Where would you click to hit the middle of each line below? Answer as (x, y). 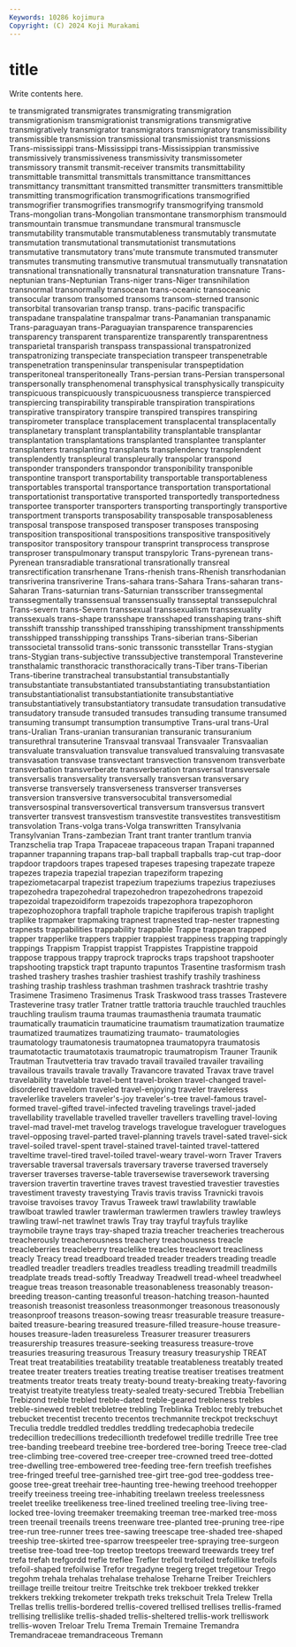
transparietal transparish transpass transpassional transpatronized (130, 346)
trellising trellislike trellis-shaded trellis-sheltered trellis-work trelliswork (139, 1616)
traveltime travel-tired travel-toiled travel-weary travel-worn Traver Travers (146, 1156)
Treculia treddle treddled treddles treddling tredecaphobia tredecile (132, 1428)
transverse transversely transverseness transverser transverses (125, 788)
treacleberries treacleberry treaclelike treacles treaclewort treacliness (136, 1249)
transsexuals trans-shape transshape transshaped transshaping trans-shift (145, 619)
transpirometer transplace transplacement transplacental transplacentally (143, 421)
